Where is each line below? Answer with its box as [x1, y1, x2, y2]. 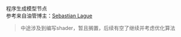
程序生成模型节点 [6, 5, 47, 12]
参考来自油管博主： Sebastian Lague [6, 12, 92, 19]
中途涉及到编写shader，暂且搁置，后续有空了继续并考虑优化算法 [20, 25, 176, 31]
